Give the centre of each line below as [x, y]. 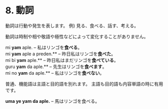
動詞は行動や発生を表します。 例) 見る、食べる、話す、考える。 [72, 26]
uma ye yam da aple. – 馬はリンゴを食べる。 [52, 101]
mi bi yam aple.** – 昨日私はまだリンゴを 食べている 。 [62, 60]
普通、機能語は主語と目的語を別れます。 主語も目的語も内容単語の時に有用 [84, 84]
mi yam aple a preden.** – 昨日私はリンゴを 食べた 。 [61, 54]
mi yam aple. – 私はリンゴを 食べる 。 [44, 47]
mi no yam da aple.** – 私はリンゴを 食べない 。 [55, 73]
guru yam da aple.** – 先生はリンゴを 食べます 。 [56, 67]
